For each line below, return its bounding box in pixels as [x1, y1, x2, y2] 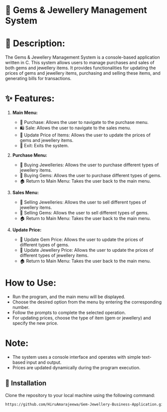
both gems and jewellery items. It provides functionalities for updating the [5, 65, 156, 71]
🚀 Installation [5, 379, 47, 388]
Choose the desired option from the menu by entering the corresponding [12, 299, 162, 305]
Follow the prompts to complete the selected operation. [12, 309, 126, 315]
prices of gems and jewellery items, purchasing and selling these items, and [5, 70, 161, 76]
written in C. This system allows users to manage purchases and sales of [5, 60, 155, 66]
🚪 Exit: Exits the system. [19, 143, 69, 149]
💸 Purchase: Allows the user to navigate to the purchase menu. [19, 119, 149, 125]
